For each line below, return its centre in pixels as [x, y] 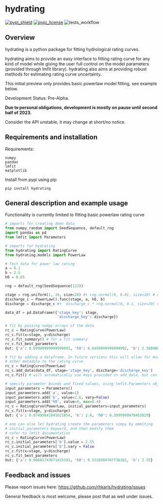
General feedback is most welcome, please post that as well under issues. [79, 496]
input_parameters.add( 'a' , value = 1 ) [42, 393]
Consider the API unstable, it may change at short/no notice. [65, 122]
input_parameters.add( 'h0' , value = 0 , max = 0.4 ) [53, 402]
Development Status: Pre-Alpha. [37, 98]
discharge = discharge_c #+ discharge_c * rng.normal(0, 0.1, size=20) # [82, 304]
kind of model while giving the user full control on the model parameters [77, 63]
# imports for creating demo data [40, 224]
